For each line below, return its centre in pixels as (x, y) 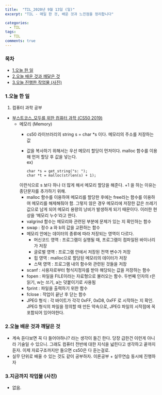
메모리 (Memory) (36, 124)
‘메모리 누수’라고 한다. (56, 215)
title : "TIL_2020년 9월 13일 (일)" (40, 9)
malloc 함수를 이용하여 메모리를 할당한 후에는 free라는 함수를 (84, 197)
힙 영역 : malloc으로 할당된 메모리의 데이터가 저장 (80, 258)
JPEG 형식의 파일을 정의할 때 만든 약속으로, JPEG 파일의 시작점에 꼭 (91, 307)
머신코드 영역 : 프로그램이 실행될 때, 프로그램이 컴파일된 (86, 240)
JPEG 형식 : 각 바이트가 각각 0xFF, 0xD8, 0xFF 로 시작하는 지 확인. (90, 301)
